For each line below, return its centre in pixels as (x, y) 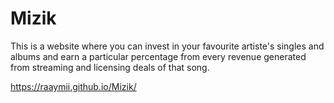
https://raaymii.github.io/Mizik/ (73, 86)
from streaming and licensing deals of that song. (110, 67)
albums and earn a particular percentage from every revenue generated (158, 56)
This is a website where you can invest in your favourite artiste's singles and (167, 46)
